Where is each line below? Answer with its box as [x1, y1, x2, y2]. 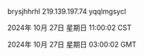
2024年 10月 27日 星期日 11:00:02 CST [7, 23, 132, 32]
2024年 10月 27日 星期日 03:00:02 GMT [7, 39, 137, 49]
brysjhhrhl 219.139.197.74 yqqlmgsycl [7, 7, 127, 16]
